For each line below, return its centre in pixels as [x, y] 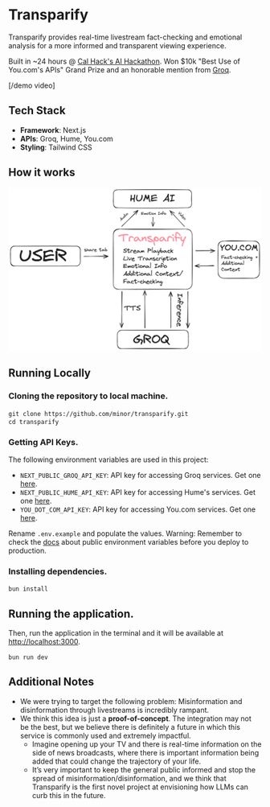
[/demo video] [32, 85]
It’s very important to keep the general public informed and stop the [143, 769]
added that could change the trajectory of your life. [117, 761]
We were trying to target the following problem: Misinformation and [131, 701]
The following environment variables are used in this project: [108, 459]
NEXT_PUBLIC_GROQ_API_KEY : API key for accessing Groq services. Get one [140, 475]
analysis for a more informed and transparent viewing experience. [117, 45]
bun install [28, 589]
